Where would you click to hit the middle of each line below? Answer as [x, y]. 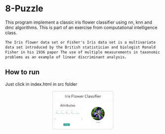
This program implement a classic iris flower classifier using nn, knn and [79, 22]
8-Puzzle [24, 9]
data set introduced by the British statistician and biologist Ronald [80, 47]
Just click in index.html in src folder [41, 84]
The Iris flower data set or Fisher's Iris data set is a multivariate [80, 42]
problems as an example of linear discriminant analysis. [66, 57]
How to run [22, 72]
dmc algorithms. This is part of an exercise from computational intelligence [81, 27]
